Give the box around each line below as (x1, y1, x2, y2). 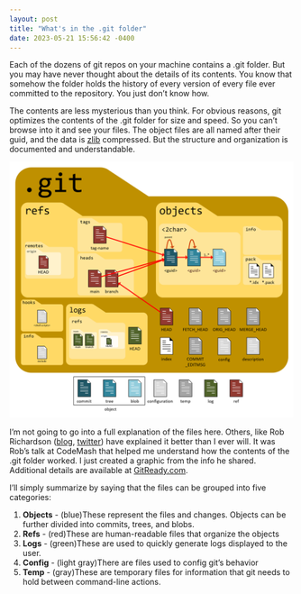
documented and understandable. (9, 144, 136, 155)
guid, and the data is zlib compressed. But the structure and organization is (9, 134, 288, 145)
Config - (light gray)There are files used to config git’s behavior (22, 557, 259, 568)
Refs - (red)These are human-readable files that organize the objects (22, 528, 279, 540)
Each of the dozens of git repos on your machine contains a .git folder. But (9, 59, 286, 70)
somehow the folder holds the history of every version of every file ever (9, 78, 276, 89)
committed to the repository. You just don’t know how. (9, 88, 210, 99)
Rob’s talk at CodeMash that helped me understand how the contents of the (9, 446, 290, 457)
